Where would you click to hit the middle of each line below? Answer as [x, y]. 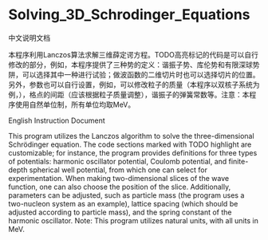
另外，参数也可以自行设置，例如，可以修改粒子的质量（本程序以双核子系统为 [134, 85]
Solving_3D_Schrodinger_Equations [129, 15]
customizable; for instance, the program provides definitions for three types [133, 152]
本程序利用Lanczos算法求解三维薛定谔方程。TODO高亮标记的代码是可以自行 [134, 54]
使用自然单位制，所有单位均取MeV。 [75, 104]
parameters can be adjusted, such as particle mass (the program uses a [126, 195]
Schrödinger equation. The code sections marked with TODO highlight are [130, 144]
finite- [238, 161]
